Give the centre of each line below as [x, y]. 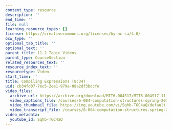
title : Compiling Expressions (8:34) [46, 81]
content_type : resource [31, 10]
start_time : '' [21, 77]
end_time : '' [19, 19]
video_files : [19, 91]
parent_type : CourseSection [35, 58]
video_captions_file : [33, 100]
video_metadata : [23, 115]
